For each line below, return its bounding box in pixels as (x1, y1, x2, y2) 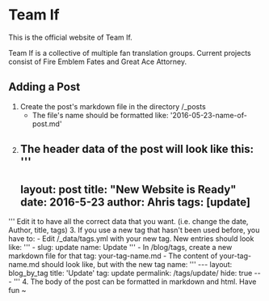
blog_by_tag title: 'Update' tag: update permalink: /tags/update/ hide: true (8, 268, 253, 278)
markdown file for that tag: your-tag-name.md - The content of (8, 251, 218, 261)
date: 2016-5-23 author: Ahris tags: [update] (19, 195, 250, 209)
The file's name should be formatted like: (32, 110, 169, 120)
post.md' (32, 119, 62, 129)
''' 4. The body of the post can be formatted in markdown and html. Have (13, 277, 257, 286)
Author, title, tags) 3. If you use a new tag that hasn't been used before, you (8, 225, 260, 235)
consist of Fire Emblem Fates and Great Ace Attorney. (8, 57, 187, 66)
